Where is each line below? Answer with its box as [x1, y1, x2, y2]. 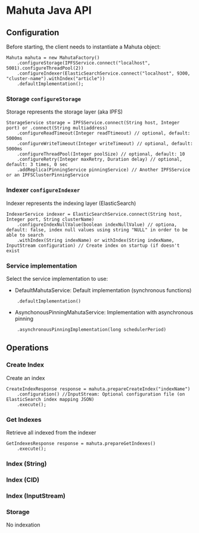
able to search [6, 232, 44, 238]
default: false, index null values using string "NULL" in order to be [6, 226, 188, 233]
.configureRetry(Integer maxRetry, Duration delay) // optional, [17, 157, 183, 163]
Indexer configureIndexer [6, 186, 80, 194]
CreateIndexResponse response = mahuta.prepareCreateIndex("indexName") [6, 386, 191, 392]
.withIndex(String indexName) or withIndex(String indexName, [17, 237, 175, 243]
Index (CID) [6, 476, 40, 484]
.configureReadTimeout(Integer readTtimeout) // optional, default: [17, 130, 191, 136]
